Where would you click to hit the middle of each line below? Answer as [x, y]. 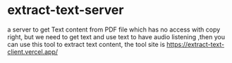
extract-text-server [66, 10]
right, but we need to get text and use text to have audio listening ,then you [116, 36]
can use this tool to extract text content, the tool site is [86, 44]
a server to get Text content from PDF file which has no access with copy [114, 29]
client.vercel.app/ [33, 52]
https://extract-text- [195, 44]
